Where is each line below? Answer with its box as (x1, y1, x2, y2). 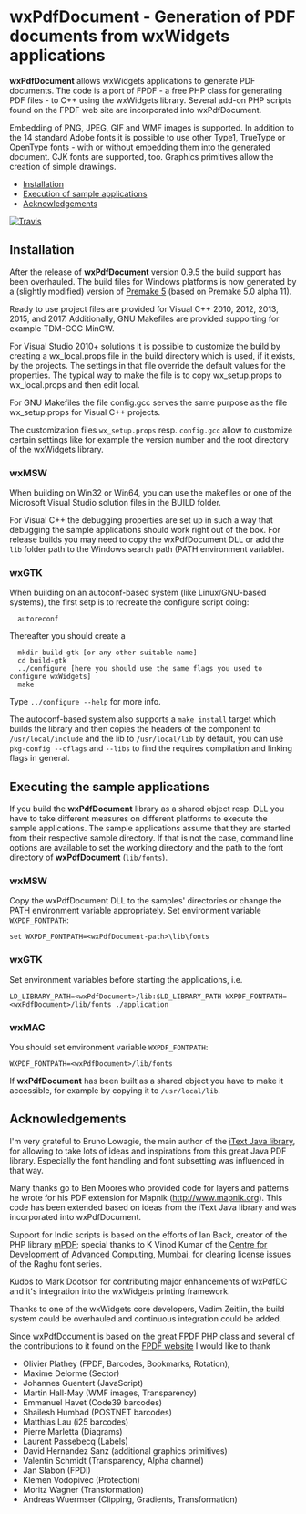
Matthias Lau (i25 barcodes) (22, 1416, 129, 1427)
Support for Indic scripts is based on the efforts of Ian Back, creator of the (9, 1229, 288, 1240)
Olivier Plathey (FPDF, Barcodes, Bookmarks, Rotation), (22, 1358, 230, 1369)
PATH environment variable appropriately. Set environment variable (9, 905, 262, 916)
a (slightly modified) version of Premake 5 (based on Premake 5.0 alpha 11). (9, 286, 292, 297)
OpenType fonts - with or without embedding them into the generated (9, 141, 270, 152)
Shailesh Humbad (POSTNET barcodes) (22, 1406, 173, 1417)
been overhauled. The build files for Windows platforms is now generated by (9, 276, 297, 287)
